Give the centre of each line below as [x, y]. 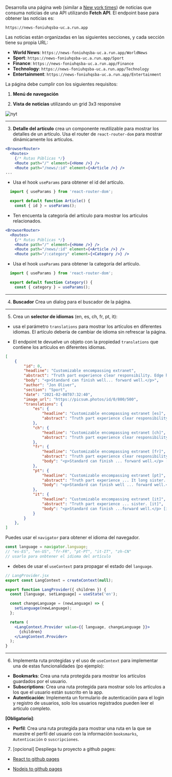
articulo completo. [32, 708]
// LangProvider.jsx [27, 575]
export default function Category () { [51, 282]
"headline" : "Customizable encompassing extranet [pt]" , [104, 475]
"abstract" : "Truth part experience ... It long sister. [104, 480]
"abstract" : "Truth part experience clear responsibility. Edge [94, 375]
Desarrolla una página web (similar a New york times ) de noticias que [79, 7]
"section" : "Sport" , [46, 390]
